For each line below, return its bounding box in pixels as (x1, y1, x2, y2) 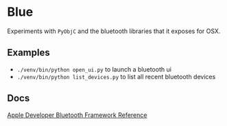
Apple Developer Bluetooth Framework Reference (7, 111, 147, 119)
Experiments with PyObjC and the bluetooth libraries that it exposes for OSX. (7, 27, 221, 35)
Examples (7, 47, 50, 59)
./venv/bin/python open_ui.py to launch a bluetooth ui (16, 65, 171, 73)
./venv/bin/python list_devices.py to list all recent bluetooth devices (16, 72, 216, 81)
